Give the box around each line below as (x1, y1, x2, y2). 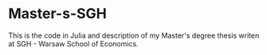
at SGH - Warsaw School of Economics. (8, 38, 139, 48)
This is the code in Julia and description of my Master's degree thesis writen (8, 31, 260, 40)
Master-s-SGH (8, 5, 108, 23)
